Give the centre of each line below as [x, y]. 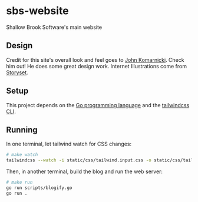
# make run [19, 183]
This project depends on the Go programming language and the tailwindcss [98, 105]
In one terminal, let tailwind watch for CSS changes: [69, 144]
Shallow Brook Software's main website [54, 27]
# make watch [22, 155]
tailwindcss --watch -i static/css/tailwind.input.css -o [79, 160]
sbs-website [37, 11]
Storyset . [17, 72]
